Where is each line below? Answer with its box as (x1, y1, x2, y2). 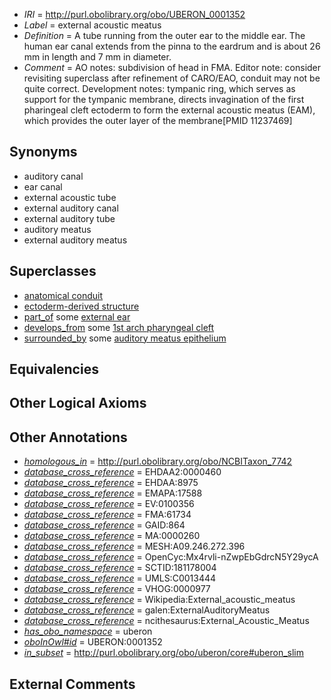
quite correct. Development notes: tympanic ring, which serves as (23, 83, 296, 94)
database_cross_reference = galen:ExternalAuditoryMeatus (23, 604, 271, 616)
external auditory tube (23, 212, 116, 224)
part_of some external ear (23, 310, 131, 323)
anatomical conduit (23, 289, 104, 301)
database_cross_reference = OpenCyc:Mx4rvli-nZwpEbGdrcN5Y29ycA (23, 551, 319, 563)
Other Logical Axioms (9, 395, 147, 412)
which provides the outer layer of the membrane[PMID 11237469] (23, 115, 293, 126)
